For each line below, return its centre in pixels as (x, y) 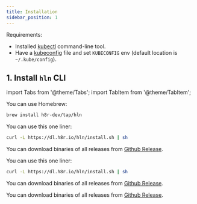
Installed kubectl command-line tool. (60, 46)
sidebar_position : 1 (32, 17)
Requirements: (24, 34)
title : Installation (32, 12)
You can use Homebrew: (37, 104)
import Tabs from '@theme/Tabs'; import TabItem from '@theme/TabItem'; (99, 92)
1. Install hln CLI (36, 78)
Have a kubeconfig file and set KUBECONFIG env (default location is (96, 52)
